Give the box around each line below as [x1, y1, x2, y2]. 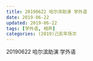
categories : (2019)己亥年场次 [6, 31, 77, 37]
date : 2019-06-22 [6, 14, 49, 20]
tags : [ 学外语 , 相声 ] [6, 25, 55, 32]
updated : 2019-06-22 [6, 20, 58, 26]
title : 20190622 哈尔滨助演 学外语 [6, 8, 88, 15]
